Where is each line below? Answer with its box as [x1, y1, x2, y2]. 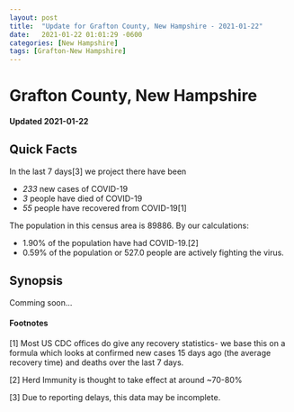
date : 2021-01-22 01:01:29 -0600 [9, 30, 143, 39]
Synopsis [9, 273, 63, 288]
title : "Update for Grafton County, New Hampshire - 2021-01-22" [9, 22, 263, 31]
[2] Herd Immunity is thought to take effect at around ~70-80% [9, 374, 243, 385]
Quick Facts [9, 142, 78, 158]
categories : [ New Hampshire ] [9, 38, 119, 48]
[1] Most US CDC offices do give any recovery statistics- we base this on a [9, 337, 286, 348]
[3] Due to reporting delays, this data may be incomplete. [9, 391, 221, 402]
